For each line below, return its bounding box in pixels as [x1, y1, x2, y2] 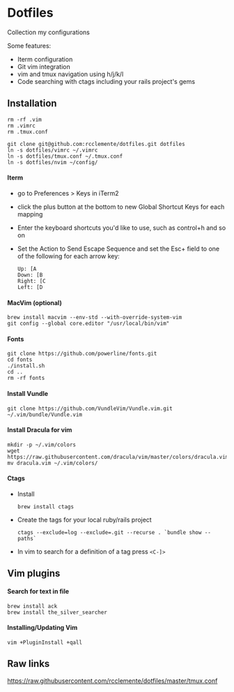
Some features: [7, 41, 52, 50]
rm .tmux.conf [7, 128, 49, 135]
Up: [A [17, 265, 37, 272]
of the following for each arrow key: [17, 251, 120, 260]
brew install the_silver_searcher [7, 609, 108, 616]
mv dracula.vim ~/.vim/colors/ [7, 459, 98, 466]
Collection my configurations [7, 28, 91, 36]
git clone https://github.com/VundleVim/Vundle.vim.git [7, 405, 173, 412]
